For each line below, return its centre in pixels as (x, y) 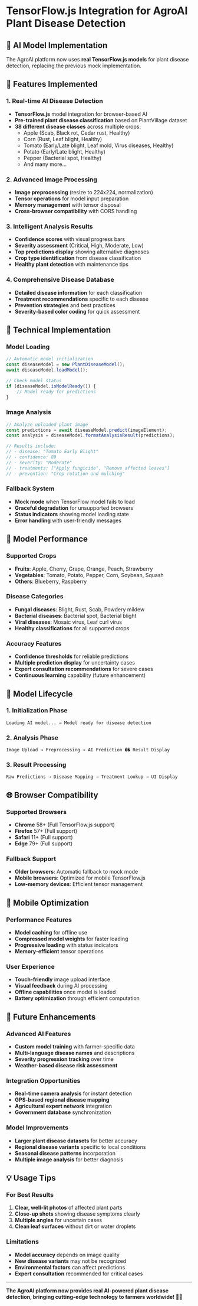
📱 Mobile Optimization (48, 903)
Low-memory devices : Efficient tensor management (79, 884)
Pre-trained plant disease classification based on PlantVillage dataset (101, 120)
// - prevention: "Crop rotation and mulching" (66, 474)
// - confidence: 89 (32, 457)
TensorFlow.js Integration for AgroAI (97, 11)
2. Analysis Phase (32, 738)
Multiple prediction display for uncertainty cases (75, 663)
